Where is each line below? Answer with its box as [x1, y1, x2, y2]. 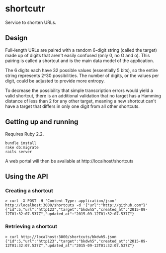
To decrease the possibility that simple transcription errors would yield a [5, 87, 153, 93]
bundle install [5, 140, 37, 146]
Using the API [5, 172, 48, 180]
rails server [5, 149, 32, 154]
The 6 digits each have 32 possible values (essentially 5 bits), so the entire [5, 67, 158, 73]
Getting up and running [5, 118, 79, 126]
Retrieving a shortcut [5, 223, 57, 230]
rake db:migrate [5, 145, 39, 150]
